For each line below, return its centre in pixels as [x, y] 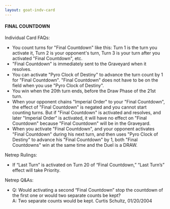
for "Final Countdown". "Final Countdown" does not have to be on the [85, 80]
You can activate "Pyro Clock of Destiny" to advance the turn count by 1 [88, 74]
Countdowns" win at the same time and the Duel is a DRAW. [75, 145]
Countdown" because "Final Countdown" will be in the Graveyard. [81, 123]
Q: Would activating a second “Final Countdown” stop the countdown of [88, 190]
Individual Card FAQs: [27, 37]
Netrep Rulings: [21, 155]
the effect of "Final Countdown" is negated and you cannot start [79, 107]
